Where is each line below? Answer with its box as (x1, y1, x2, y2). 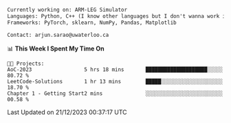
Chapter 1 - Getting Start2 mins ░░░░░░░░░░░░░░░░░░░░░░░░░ (7, 90, 223, 97)
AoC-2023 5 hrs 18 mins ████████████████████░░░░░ (7, 66, 223, 73)
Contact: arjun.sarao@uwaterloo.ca (7, 31, 109, 38)
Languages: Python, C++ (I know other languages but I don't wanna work (7, 12, 220, 20)
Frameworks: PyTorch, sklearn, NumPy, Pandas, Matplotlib (7, 19, 177, 26)
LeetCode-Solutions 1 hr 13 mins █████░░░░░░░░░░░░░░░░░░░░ (7, 78, 223, 85)
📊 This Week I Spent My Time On (7, 44, 104, 53)
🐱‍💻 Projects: (7, 60, 45, 67)
